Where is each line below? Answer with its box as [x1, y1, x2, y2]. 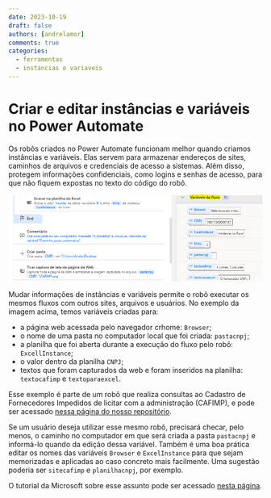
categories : [8, 47, 48, 56]
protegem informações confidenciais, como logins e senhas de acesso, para [8, 169, 263, 179]
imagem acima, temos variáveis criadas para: [8, 307, 159, 316]
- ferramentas [15, 56, 63, 64]
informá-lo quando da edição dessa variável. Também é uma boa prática [8, 439, 250, 449]
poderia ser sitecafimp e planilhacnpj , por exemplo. [8, 465, 184, 475]
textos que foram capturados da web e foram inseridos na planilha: [19, 365, 244, 375]
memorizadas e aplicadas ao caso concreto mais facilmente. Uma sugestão [8, 456, 260, 466]
